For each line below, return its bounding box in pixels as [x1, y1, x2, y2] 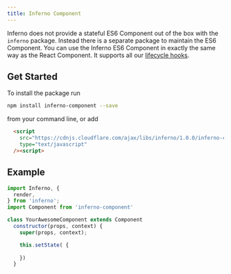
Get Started [7, 71, 58, 83]
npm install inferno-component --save [7, 103, 118, 109]
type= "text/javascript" [19, 141, 88, 148]
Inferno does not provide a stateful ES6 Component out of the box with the [7, 29, 219, 37]
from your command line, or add [7, 115, 98, 123]
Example [7, 167, 45, 178]
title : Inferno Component [7, 10, 81, 17]
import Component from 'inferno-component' [7, 204, 134, 211]
